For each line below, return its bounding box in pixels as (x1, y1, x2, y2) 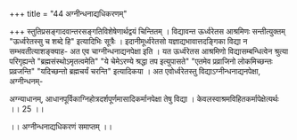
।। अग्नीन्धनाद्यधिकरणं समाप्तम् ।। (9, 121, 113, 132)
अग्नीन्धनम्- (9, 76, 44, 86)
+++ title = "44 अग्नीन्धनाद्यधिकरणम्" (9, 9, 128, 19)
